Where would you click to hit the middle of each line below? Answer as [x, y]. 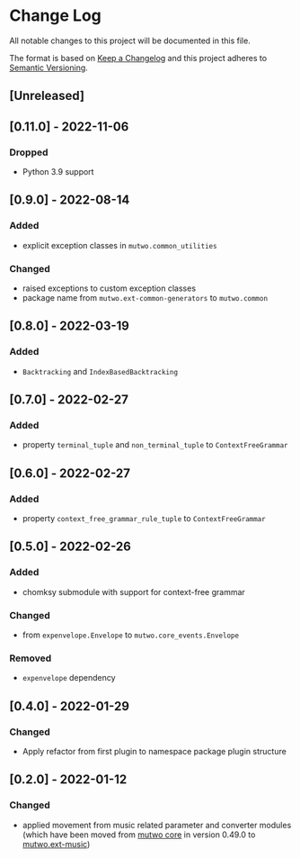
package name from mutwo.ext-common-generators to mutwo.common [145, 298]
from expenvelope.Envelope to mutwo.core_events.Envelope [131, 635]
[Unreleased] [47, 96]
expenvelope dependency [69, 678]
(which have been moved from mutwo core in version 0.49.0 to [139, 835]
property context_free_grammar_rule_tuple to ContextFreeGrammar [144, 519]
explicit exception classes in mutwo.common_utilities [119, 245]
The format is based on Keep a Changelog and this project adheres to [138, 58]
